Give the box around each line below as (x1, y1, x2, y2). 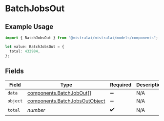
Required (109, 81, 132, 88)
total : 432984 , (9, 48, 41, 54)
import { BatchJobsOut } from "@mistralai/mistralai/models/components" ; (5, 35, 159, 40)
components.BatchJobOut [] (27, 90, 92, 97)
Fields (5, 67, 24, 75)
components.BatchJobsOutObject (27, 97, 105, 104)
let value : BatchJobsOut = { (5, 44, 64, 49)
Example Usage (5, 23, 54, 31)
